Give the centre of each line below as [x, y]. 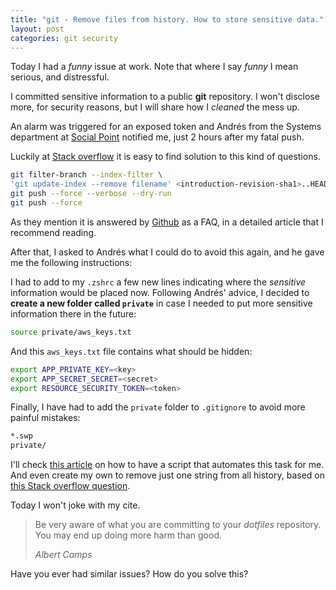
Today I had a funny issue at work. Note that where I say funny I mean [154, 67]
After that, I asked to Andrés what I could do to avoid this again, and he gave [167, 252]
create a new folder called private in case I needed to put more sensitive [161, 303]
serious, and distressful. [60, 77]
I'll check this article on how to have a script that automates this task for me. [167, 465]
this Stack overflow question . [70, 486]
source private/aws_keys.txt [71, 332]
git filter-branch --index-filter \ [86, 175]
